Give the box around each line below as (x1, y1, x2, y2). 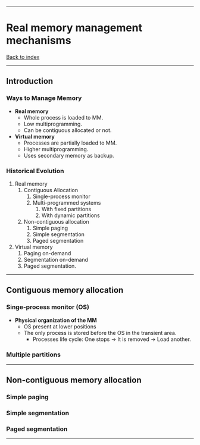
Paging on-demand (23, 249, 71, 256)
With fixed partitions (41, 205, 91, 212)
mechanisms (6, 34, 71, 48)
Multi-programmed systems (32, 199, 101, 206)
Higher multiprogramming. (23, 145, 89, 152)
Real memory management (6, 21, 143, 35)
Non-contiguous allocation (23, 218, 89, 225)
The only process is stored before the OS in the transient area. (23, 329, 177, 336)
